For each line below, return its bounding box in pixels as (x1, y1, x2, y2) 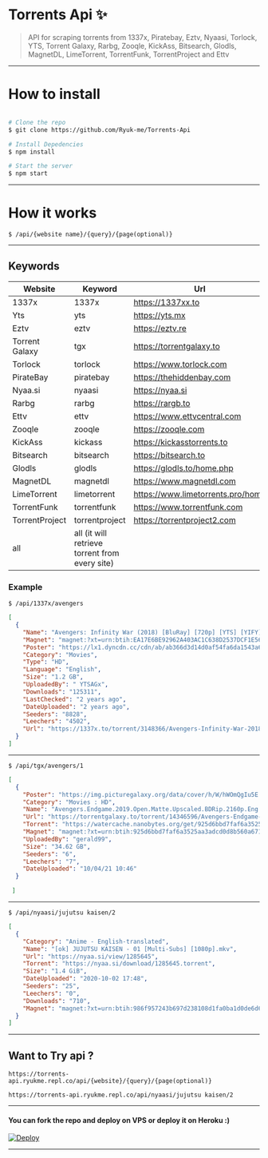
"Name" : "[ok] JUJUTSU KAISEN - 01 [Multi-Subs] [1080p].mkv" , (22, 945, 238, 953)
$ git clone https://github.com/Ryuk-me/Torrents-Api (8, 125, 191, 133)
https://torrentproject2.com (133, 514, 237, 525)
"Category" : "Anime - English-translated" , (22, 937, 170, 945)
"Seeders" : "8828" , (22, 710, 88, 718)
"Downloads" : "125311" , (22, 687, 102, 696)
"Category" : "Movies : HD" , (22, 798, 116, 806)
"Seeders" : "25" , (22, 982, 81, 990)
